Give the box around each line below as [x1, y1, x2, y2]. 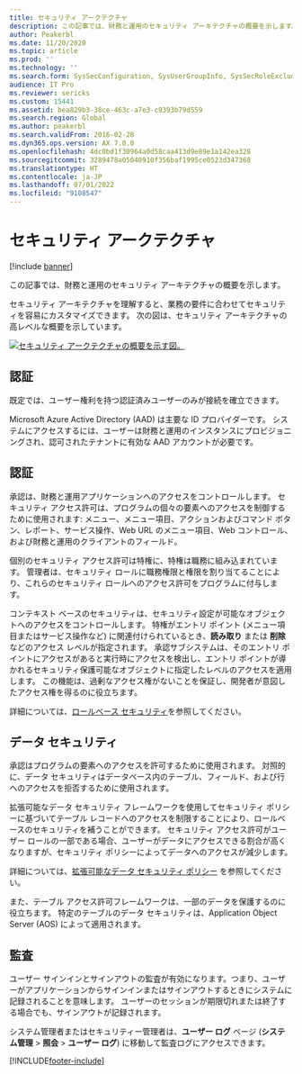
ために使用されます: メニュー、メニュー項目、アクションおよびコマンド [9, 513, 274, 524]
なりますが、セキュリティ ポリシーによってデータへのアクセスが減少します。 [9, 847, 293, 858]
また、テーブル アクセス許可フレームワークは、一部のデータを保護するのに [9, 897, 286, 907]
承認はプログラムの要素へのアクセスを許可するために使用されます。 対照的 [9, 760, 286, 771]
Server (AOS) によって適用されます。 [9, 919, 147, 930]
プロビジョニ [244, 425, 292, 436]
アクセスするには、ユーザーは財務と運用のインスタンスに [32, 425, 245, 436]
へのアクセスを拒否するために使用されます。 [9, 782, 173, 793]
